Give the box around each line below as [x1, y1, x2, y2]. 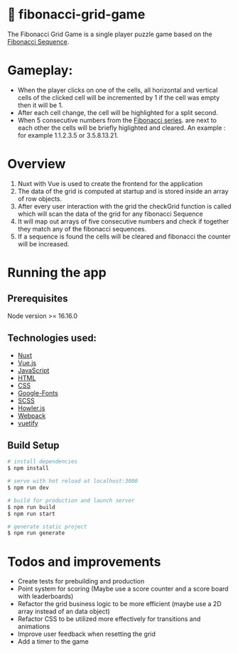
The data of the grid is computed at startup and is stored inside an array [17, 187, 229, 195]
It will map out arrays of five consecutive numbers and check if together [17, 216, 229, 226]
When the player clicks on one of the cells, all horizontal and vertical [17, 85, 218, 94]
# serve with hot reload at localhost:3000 [7, 478, 139, 485]
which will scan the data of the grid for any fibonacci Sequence [17, 209, 204, 218]
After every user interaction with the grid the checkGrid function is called [17, 202, 232, 210]
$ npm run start [7, 510, 55, 517]
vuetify [17, 419, 39, 427]
